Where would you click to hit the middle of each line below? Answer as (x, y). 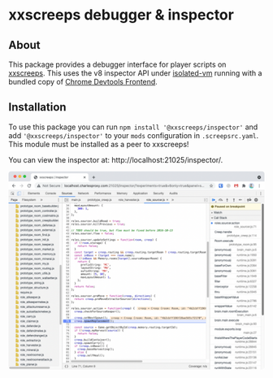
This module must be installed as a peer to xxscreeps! (99, 144)
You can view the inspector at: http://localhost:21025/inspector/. (116, 159)
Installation (37, 107)
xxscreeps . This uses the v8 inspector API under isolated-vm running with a (135, 73)
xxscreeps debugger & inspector (121, 15)
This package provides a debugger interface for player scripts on (117, 64)
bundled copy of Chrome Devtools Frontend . (83, 82)
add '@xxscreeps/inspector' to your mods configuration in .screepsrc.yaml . (134, 135)
